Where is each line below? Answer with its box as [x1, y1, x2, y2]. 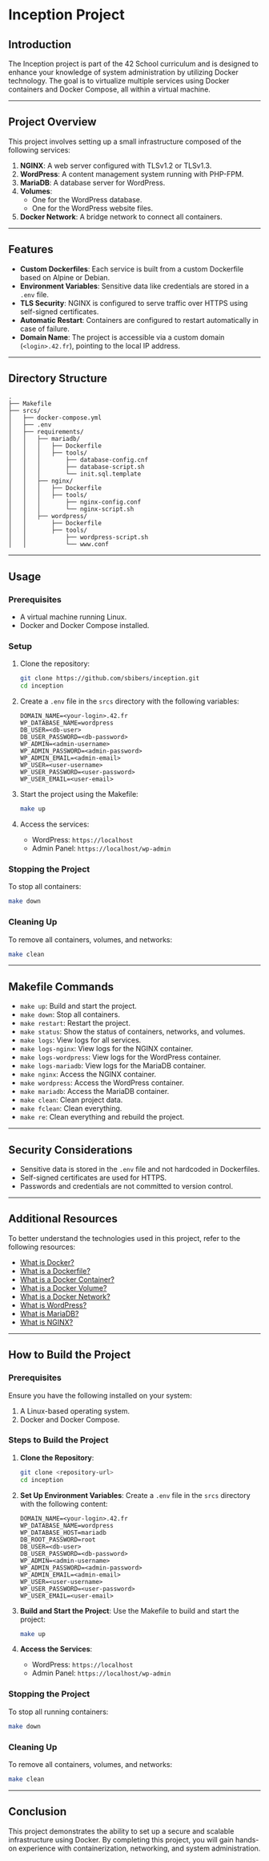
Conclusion [8, 1805, 67, 1818]
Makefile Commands [8, 980, 114, 994]
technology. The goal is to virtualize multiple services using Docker [8, 76, 230, 85]
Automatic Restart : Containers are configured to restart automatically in [19, 315, 259, 324]
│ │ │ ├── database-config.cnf [8, 456, 149, 464]
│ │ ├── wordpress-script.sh [8, 533, 149, 541]
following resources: [8, 1242, 76, 1251]
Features [8, 243, 54, 256]
